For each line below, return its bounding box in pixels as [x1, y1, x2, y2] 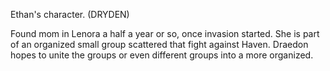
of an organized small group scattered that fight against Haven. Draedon [10, 39, 309, 50]
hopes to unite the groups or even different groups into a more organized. [10, 49, 314, 61]
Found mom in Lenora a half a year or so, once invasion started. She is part [10, 28, 320, 39]
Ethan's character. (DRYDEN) [10, 9, 130, 20]
